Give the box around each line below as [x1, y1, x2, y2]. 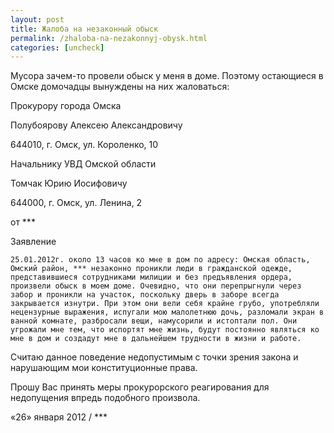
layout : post [10, 14, 65, 25]
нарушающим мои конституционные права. [10, 362, 198, 374]
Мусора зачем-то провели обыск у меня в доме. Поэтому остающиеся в [10, 70, 324, 82]
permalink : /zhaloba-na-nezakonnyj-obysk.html [10, 33, 208, 43]
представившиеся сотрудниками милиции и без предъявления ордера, [10, 272, 293, 283]
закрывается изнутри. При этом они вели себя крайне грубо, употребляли [10, 299, 320, 309]
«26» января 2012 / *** [10, 411, 108, 423]
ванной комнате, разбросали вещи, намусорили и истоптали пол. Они [10, 316, 298, 326]
